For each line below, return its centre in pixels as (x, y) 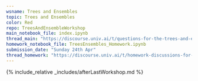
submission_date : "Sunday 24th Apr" (51, 50)
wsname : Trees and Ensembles (42, 11)
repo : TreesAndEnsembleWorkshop (46, 28)
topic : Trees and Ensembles (41, 17)
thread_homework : (27, 55)
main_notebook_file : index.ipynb (47, 33)
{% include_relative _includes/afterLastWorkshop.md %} (75, 72)
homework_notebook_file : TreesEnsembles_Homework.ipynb (76, 45)
